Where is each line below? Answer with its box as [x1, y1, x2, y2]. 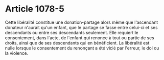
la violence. [5, 50, 28, 56]
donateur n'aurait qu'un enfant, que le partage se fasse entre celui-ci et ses [5, 24, 158, 30]
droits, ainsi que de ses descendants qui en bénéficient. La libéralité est [5, 40, 150, 45]
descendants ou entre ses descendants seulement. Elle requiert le [5, 30, 139, 35]
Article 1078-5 [5, 3, 65, 15]
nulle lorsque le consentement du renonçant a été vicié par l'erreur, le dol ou [5, 45, 159, 51]
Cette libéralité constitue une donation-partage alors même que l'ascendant [5, 19, 158, 25]
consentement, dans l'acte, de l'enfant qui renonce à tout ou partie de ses [5, 35, 154, 41]
